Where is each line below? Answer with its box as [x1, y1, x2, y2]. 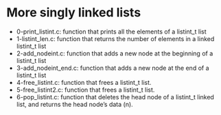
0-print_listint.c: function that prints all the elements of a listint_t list [16, 27, 207, 36]
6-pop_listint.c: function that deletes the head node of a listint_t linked [16, 92, 214, 101]
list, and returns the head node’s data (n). [16, 100, 133, 108]
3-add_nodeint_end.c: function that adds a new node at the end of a [16, 64, 210, 72]
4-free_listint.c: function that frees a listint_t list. [16, 78, 152, 86]
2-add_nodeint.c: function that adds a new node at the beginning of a [16, 49, 213, 57]
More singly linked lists [6, 5, 141, 21]
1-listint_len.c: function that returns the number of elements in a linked [16, 34, 215, 42]
